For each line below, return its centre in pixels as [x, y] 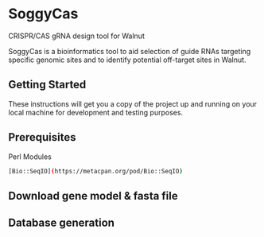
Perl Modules [30, 157]
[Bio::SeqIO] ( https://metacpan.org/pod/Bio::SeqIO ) [95, 171]
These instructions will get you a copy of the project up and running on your [132, 103]
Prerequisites [42, 137]
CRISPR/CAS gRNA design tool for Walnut [76, 36]
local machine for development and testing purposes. [96, 112]
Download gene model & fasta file [93, 196]
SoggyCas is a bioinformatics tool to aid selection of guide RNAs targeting [130, 51]
